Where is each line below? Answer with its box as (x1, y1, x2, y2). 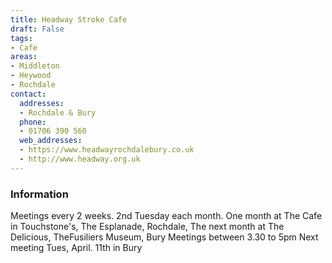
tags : (10, 33, 33, 43)
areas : (10, 52, 38, 62)
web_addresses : (19, 136, 83, 146)
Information (10, 187, 69, 201)
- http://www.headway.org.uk (19, 154, 141, 164)
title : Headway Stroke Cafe (10, 14, 128, 25)
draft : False (10, 24, 65, 34)
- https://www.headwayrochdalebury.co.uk (19, 145, 195, 155)
